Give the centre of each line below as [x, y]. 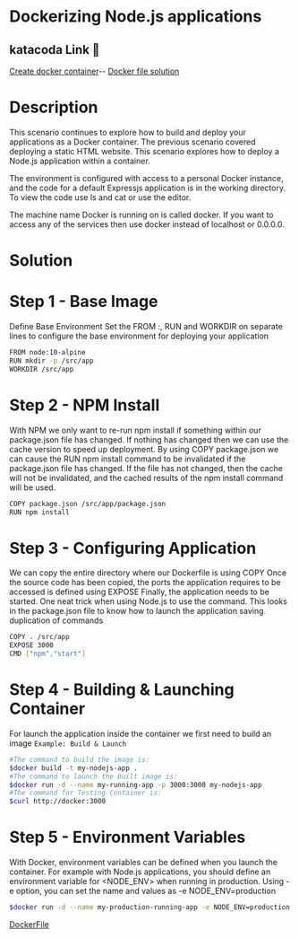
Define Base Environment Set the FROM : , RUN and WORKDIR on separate [146, 327]
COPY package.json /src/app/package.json [88, 504]
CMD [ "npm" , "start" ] [48, 654]
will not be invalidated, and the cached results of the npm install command [146, 478]
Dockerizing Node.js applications [136, 17]
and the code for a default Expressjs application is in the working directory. [148, 188]
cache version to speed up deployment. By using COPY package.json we [144, 449]
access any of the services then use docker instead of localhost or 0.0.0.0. [147, 224]
